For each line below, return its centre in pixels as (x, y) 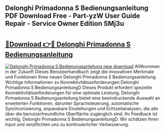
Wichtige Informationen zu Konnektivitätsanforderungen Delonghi (72, 82)
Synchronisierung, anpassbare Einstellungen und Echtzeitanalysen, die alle (82, 108)
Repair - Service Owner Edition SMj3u (65, 24)
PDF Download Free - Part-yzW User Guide (73, 16)
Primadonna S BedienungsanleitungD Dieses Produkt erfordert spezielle (79, 87)
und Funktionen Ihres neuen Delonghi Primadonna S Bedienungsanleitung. (81, 77)
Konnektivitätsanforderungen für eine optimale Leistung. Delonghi (72, 93)
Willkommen (147, 66)
